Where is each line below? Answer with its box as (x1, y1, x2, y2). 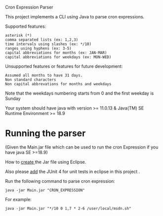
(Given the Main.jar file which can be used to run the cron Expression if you (5, 144, 159, 150)
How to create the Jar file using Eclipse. (5, 159, 86, 165)
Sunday (5, 96, 21, 101)
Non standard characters (5, 77, 56, 82)
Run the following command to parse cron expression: (5, 178, 115, 184)
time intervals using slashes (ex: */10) (5, 42, 92, 47)
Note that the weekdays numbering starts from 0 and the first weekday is (5, 90, 154, 96)
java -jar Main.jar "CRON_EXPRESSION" (5, 188, 85, 193)
